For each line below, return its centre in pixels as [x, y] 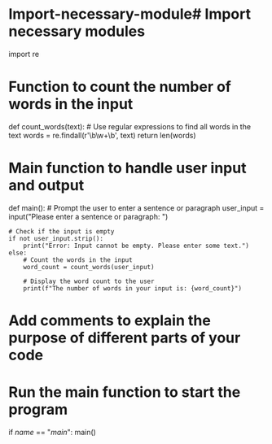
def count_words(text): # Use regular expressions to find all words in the [129, 126]
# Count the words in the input [78, 260]
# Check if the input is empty [61, 231]
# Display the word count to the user [89, 281]
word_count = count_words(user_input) [89, 267]
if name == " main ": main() [52, 432]
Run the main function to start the [125, 392]
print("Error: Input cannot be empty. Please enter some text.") [136, 246]
